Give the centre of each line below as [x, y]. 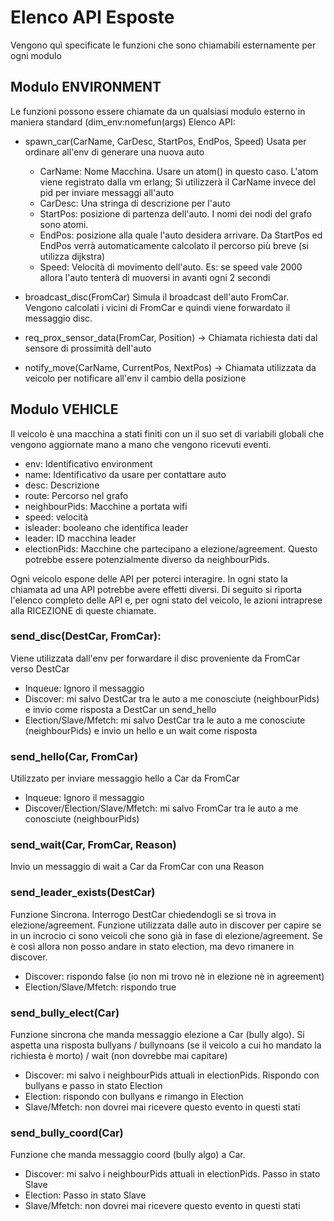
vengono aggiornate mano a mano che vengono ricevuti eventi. [141, 444]
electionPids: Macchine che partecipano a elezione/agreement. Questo [171, 548]
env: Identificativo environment [88, 463]
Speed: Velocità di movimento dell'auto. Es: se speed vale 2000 [171, 267]
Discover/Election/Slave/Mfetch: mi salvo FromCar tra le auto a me [161, 808]
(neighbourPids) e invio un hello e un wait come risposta [141, 730]
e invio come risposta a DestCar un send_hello [120, 709]
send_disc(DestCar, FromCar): [86, 636]
